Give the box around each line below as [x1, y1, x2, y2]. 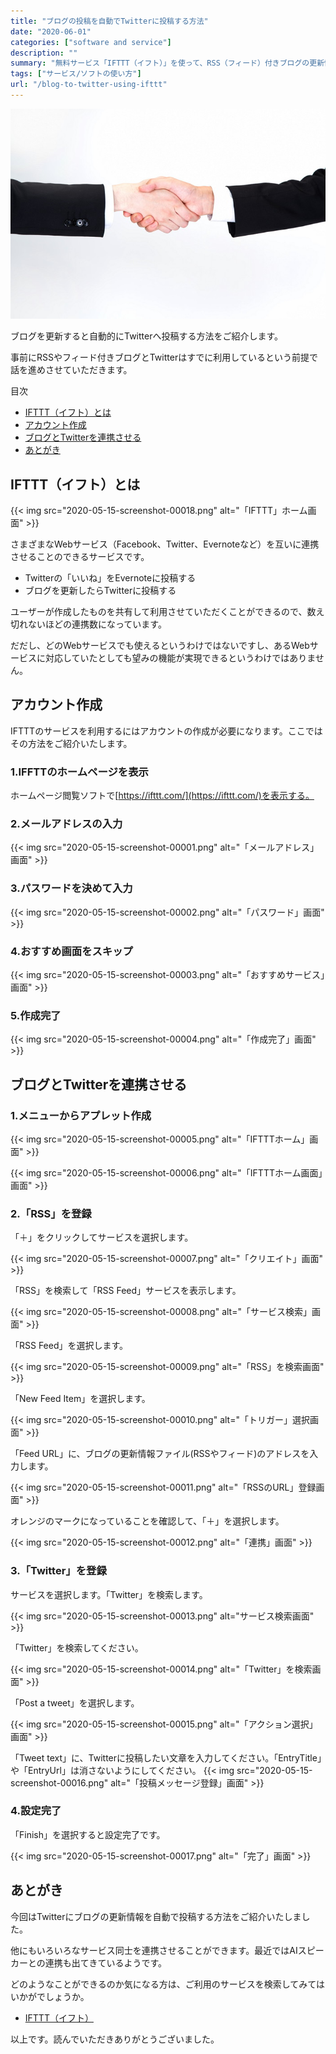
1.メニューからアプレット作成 [10, 1108, 152, 1122]
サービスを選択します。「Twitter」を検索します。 [10, 1588, 208, 1600]
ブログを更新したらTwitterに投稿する [24, 584, 177, 596]
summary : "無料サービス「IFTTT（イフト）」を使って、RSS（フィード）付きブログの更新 [10, 58, 325, 69]
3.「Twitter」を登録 [10, 1564, 107, 1578]
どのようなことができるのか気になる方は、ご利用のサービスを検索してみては [10, 1978, 326, 1990]
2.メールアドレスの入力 [10, 816, 123, 830]
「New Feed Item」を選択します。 [10, 1393, 151, 1405]
